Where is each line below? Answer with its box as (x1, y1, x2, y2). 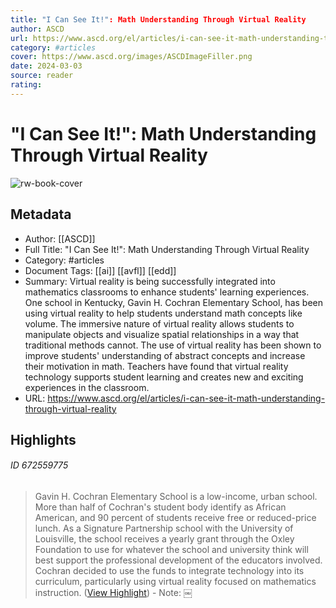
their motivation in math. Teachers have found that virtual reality (24, 360, 289, 372)
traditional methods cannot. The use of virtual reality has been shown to (24, 339, 322, 351)
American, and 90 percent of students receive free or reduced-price (34, 512, 317, 524)
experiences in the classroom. (24, 381, 150, 393)
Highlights (10, 431, 77, 448)
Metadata (10, 206, 72, 223)
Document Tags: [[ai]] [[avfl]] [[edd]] (24, 264, 177, 276)
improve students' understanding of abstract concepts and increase (24, 349, 306, 361)
